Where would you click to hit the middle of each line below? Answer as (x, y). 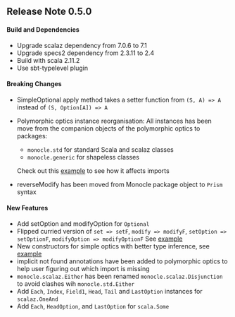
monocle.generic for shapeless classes (83, 157)
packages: (32, 136)
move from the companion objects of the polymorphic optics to (108, 128)
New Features (27, 208)
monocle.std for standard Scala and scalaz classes (100, 149)
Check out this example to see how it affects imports (93, 171)
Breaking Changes (34, 84)
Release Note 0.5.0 (49, 12)
